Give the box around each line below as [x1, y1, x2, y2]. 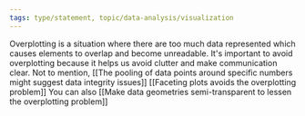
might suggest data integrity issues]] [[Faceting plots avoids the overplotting [9, 76, 297, 87]
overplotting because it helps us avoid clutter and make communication [9, 57, 278, 68]
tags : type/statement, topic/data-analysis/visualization [9, 13, 234, 23]
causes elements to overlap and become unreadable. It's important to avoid [9, 47, 293, 59]
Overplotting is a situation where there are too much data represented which [9, 38, 296, 49]
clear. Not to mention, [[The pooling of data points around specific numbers [9, 67, 293, 78]
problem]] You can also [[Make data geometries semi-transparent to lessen [9, 86, 292, 97]
